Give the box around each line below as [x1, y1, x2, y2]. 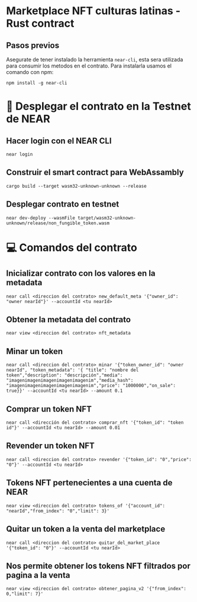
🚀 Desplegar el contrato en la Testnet [6, 99, 191, 113]
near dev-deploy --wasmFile [6, 215, 76, 221]
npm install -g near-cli [6, 80, 67, 86]
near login [6, 152, 33, 157]
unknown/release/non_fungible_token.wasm [6, 220, 110, 226]
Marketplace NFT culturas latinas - [6, 4, 181, 18]
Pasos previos [6, 40, 60, 50]
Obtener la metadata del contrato [6, 315, 131, 325]
